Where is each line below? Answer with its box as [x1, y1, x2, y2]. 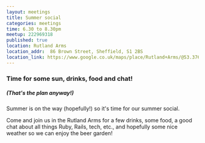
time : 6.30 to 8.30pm [6, 26, 62, 32]
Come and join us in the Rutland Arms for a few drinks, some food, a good [6, 116, 192, 124]
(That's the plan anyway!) [6, 89, 74, 97]
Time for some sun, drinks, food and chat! [6, 74, 133, 83]
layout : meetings [6, 9, 51, 15]
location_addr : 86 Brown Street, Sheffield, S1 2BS [6, 49, 143, 55]
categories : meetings [6, 20, 62, 26]
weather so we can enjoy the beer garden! [6, 129, 113, 137]
